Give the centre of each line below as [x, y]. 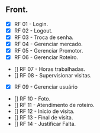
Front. [17, 10]
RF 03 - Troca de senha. [44, 37]
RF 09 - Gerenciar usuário [46, 87]
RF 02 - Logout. [33, 30]
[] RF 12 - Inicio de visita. [44, 111]
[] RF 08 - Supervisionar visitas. [53, 76]
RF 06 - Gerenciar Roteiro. [46, 57]
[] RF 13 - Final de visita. [43, 118]
